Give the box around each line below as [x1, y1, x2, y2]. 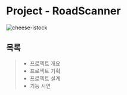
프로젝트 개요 [29, 60, 61, 67]
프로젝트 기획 [29, 67, 61, 74]
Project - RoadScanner [6, 4, 121, 18]
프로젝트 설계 [29, 75, 61, 82]
